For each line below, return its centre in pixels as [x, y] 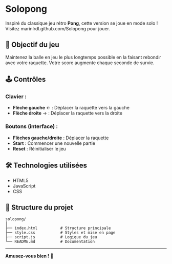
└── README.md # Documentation [50, 242]
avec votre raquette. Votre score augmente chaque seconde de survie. [80, 63]
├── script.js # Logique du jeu [51, 237]
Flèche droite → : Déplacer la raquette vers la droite [68, 113]
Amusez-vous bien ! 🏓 [29, 256]
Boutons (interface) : [31, 126]
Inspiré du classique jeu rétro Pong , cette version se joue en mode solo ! [82, 23]
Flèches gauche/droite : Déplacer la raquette [61, 138]
